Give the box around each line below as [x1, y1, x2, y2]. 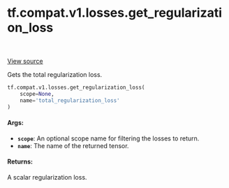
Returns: [7, 157, 34, 166]
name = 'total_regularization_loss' [20, 96, 120, 104]
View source [7, 57, 43, 65]
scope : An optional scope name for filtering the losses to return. [17, 134, 200, 143]
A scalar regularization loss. [7, 173, 87, 181]
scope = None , [20, 90, 54, 97]
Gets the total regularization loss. [7, 70, 103, 78]
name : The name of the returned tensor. [17, 141, 129, 150]
